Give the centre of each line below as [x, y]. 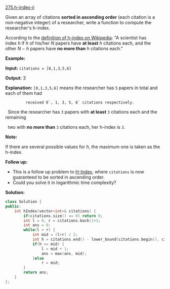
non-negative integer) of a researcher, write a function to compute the [78, 23]
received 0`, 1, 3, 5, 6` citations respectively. [80, 102]
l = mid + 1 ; [55, 249]
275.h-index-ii [20, 7]
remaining [16, 117]
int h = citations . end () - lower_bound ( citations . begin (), [96, 239]
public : [13, 206]
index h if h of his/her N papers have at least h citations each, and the [78, 43]
